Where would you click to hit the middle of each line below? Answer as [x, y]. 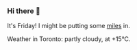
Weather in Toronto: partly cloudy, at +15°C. [69, 39]
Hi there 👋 [24, 11]
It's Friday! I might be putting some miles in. [68, 26]
